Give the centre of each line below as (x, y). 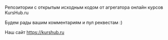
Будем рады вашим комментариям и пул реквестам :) (64, 23)
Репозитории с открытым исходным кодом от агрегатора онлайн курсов (84, 7)
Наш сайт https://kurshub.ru (35, 32)
